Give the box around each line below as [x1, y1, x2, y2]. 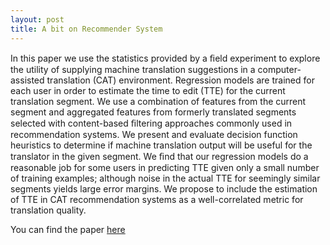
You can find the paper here [10, 223, 126, 235]
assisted [10, 74, 45, 86]
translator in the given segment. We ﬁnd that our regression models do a [10, 150, 309, 162]
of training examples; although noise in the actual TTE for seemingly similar [10, 172, 321, 184]
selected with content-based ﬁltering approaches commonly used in [10, 117, 293, 129]
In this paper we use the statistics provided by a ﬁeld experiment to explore [10, 52, 321, 64]
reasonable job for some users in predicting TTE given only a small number [10, 161, 320, 173]
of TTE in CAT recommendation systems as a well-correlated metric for [10, 193, 304, 205]
